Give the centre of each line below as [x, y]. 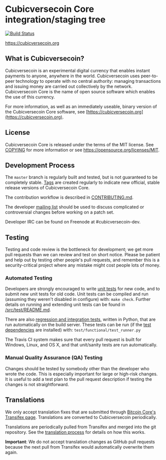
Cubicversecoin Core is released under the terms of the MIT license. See [80, 144]
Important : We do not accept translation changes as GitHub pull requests [80, 442]
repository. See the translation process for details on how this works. [75, 432]
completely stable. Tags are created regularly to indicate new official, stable [83, 182]
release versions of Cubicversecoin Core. [48, 188]
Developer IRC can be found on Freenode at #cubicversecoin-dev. [73, 222]
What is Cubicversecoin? [45, 59]
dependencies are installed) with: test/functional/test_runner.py [73, 330]
